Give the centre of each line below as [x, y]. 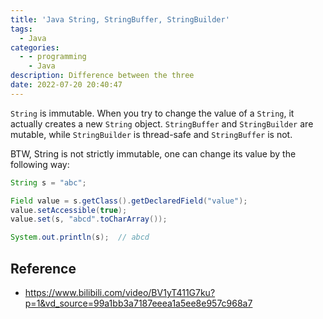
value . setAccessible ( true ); [69, 210]
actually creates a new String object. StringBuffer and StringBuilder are [162, 123]
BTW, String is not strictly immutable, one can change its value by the [153, 153]
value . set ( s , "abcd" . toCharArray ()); [89, 219]
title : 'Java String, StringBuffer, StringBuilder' [120, 19]
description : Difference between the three [102, 76]
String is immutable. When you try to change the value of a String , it [152, 113]
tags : [21, 29]
